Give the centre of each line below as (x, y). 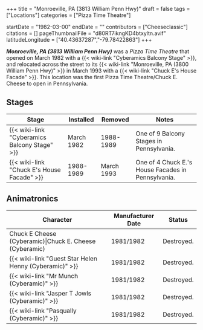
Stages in (149, 141)
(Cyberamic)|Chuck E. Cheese (53, 241)
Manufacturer (134, 216)
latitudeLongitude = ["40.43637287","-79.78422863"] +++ (79, 40)
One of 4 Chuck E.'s (164, 162)
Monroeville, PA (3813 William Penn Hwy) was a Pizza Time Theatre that (98, 51)
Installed (81, 119)
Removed (115, 119)
